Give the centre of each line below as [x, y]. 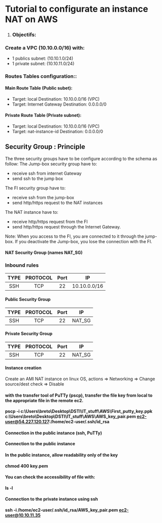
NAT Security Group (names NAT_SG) [44, 252]
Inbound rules [22, 265]
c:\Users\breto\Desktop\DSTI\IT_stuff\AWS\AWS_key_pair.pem [71, 416]
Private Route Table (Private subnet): [43, 115]
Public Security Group [28, 299]
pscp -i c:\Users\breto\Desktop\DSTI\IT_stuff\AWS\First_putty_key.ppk [79, 411]
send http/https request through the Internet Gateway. [66, 227]
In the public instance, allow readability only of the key [61, 455]
